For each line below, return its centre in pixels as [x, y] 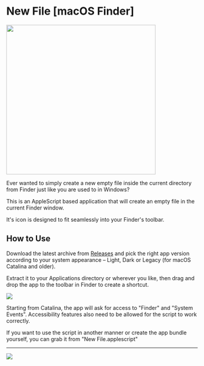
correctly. [18, 320]
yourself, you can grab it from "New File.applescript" [72, 339]
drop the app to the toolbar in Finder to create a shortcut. [78, 284]
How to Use [29, 239]
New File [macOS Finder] [70, 11]
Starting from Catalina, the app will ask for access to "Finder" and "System [100, 308]
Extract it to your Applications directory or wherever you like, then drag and [100, 278]
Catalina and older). [31, 266]
